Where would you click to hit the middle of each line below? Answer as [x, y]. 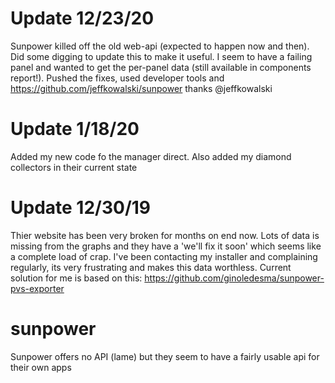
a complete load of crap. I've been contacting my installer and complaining [164, 256]
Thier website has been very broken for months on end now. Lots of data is [165, 235]
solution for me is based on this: [76, 278]
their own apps [41, 367]
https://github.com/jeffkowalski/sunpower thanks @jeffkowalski [141, 88]
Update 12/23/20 [82, 18]
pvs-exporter [37, 288]
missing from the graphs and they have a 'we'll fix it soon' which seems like [166, 246]
